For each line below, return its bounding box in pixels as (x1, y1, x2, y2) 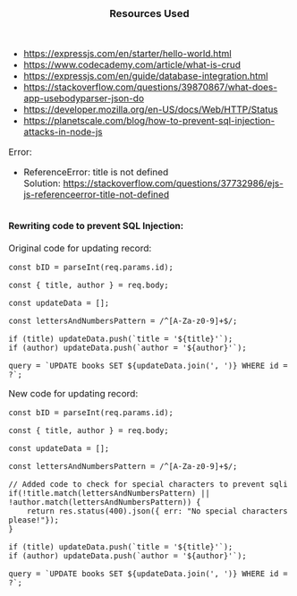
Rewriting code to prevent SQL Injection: (8, 220, 184, 232)
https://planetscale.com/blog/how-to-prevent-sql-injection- (23, 115, 276, 126)
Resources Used (109, 7, 190, 20)
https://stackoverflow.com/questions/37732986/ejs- (63, 177, 284, 189)
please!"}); (8, 515, 60, 524)
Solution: (23, 177, 62, 189)
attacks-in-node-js (23, 126, 103, 138)
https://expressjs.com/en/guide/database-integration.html (23, 70, 269, 81)
